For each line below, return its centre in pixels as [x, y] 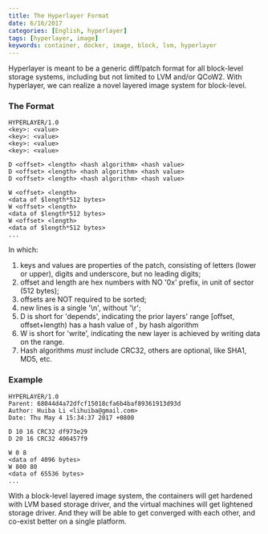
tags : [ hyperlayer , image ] [53, 38]
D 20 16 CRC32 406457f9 [48, 439]
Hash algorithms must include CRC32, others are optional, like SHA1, [133, 350]
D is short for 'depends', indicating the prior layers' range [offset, [127, 317]
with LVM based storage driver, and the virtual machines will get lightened [131, 504]
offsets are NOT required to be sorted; [83, 299]
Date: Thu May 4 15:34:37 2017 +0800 [71, 418]
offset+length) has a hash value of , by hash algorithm [109, 325]
